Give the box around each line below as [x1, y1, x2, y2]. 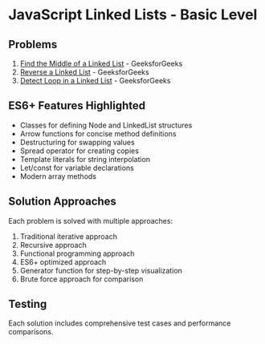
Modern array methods [19, 171, 96, 181]
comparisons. [8, 327, 54, 337]
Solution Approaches [8, 195, 116, 208]
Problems [8, 38, 58, 51]
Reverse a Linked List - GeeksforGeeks [19, 67, 150, 77]
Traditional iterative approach [19, 231, 118, 241]
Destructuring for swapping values [19, 137, 135, 147]
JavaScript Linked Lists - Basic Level [8, 6, 258, 24]
